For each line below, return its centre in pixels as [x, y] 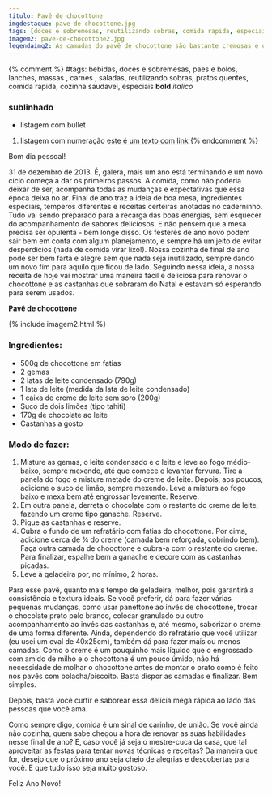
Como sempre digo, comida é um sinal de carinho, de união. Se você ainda [134, 725]
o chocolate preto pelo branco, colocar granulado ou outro [106, 616]
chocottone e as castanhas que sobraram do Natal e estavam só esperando [135, 284]
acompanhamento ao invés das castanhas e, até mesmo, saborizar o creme [134, 625]
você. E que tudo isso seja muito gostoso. [78, 768]
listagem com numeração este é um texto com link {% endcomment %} [139, 141]
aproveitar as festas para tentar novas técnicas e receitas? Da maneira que [133, 750]
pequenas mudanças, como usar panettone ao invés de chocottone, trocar [133, 607]
